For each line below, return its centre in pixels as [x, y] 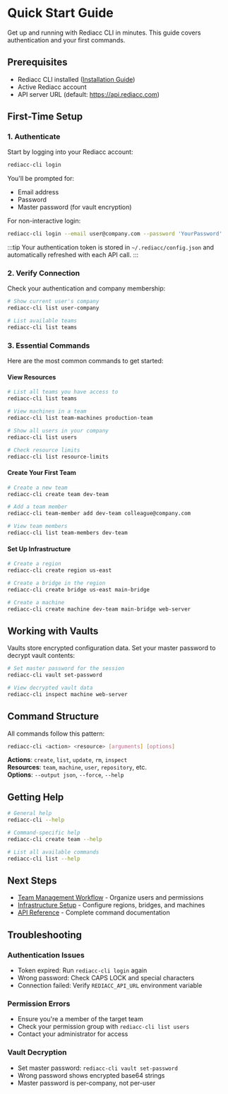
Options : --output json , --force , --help [66, 775]
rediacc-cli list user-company [53, 308]
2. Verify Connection [44, 273]
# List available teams [42, 321]
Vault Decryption [37, 1052]
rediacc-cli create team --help [55, 839]
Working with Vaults [53, 631]
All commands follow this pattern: [56, 734]
